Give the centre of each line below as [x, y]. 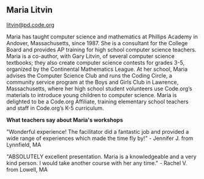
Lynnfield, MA [24, 144]
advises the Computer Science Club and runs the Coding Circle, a [89, 75]
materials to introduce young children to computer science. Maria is [92, 95]
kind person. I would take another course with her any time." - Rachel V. [97, 163]
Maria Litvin [30, 10]
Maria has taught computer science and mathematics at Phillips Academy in [102, 37]
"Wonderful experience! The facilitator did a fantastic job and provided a [98, 131]
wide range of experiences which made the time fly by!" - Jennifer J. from [100, 138]
